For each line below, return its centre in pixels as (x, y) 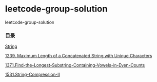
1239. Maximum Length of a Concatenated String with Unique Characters (78, 56)
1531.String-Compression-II (32, 75)
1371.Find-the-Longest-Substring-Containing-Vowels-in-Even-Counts (75, 65)
